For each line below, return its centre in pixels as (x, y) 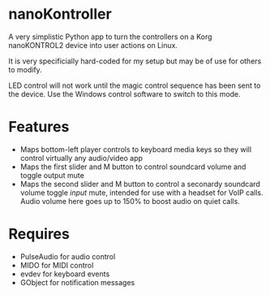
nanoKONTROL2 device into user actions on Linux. (93, 45)
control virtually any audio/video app (81, 158)
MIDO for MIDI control (57, 265)
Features (39, 127)
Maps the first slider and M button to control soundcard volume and (133, 167)
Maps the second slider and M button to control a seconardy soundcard (140, 184)
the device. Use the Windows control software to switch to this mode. (124, 93)
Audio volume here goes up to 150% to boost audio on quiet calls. (130, 201)
